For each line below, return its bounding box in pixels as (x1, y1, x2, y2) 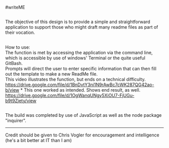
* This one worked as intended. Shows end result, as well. (20, 87, 141, 93)
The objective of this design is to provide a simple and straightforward (5, 19, 150, 25)
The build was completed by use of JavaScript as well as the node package (5, 112, 162, 118)
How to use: (5, 44, 30, 50)
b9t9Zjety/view (5, 98, 37, 104)
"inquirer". (5, 118, 27, 124)
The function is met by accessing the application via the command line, (5, 49, 153, 55)
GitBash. (5, 60, 23, 66)
